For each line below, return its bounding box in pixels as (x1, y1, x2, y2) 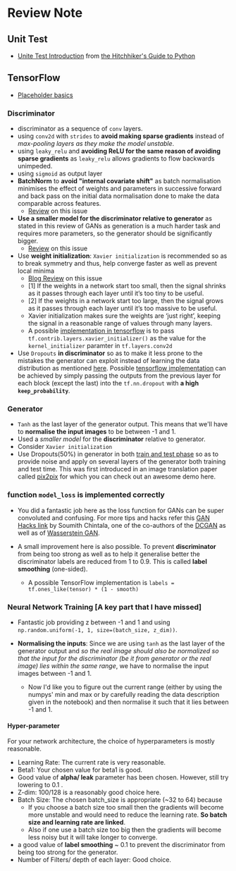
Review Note (7, 5, 83, 21)
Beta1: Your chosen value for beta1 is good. (17, 766, 143, 774)
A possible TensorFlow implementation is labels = (27, 578, 175, 586)
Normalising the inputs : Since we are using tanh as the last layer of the (17, 639, 225, 648)
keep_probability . (17, 386, 70, 395)
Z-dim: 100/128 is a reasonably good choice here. (17, 788, 162, 797)
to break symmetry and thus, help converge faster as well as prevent (17, 259, 217, 268)
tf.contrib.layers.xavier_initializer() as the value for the (27, 334, 206, 342)
